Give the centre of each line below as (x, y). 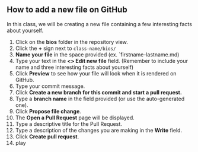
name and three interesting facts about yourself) (74, 67)
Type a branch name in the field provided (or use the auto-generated (100, 99)
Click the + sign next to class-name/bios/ (66, 48)
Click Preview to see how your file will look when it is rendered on (96, 73)
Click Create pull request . (47, 137)
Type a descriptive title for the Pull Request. (68, 123)
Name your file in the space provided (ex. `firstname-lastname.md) (97, 54)
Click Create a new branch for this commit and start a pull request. (99, 92)
